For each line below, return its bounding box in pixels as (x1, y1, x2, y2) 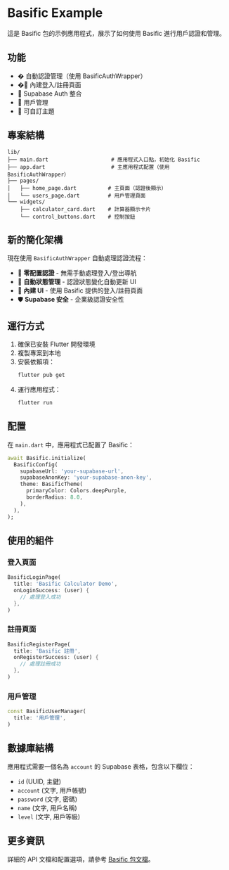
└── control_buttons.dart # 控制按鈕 (20, 213, 136, 220)
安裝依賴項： (17, 357, 55, 366)
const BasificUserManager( (7, 708, 86, 715)
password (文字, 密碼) (17, 795, 78, 803)
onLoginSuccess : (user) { (13, 587, 90, 594)
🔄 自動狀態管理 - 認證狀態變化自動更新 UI (17, 278, 137, 286)
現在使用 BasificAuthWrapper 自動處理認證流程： (7, 254, 148, 262)
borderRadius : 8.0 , (25, 494, 83, 501)
